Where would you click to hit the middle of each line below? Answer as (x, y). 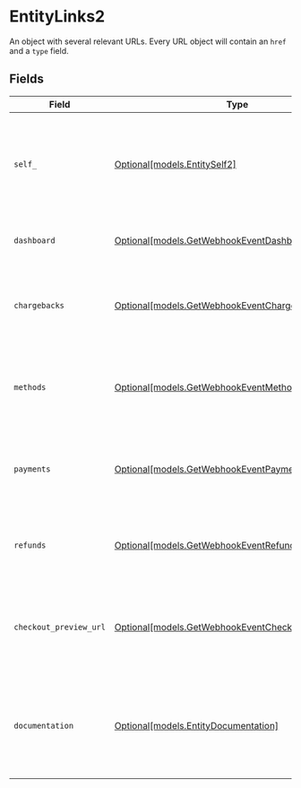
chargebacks (39, 305)
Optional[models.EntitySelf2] (176, 164)
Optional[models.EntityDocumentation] (197, 725)
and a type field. (39, 50)
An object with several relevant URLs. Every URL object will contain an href (148, 41)
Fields (27, 79)
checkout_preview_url (60, 627)
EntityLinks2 (57, 17)
